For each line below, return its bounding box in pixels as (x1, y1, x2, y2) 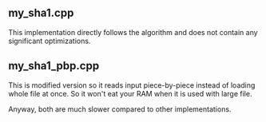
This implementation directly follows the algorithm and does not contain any (8, 27, 258, 37)
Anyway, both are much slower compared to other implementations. (8, 104, 232, 114)
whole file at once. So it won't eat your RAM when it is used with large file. (8, 89, 252, 98)
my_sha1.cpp (8, 6, 74, 20)
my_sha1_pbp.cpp (8, 59, 100, 73)
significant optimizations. (8, 36, 91, 45)
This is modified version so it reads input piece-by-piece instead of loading (8, 80, 256, 90)
